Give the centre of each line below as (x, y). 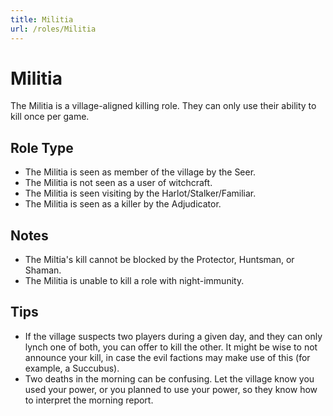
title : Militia (42, 19)
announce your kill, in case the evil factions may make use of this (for (167, 357)
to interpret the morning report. (89, 400)
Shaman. (43, 270)
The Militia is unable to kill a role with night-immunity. (134, 281)
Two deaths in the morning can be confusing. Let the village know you (169, 378)
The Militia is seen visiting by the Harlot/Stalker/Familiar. (140, 193)
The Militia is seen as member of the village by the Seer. (140, 172)
